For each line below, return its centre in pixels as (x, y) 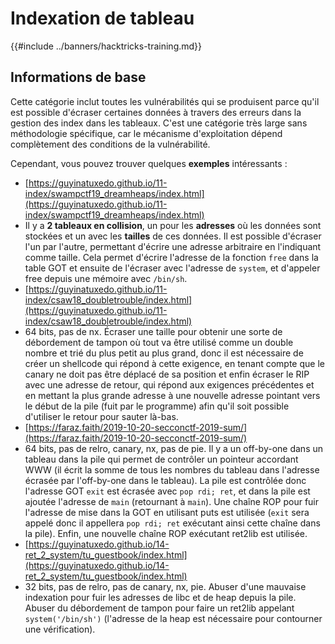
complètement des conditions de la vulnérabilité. (110, 144)
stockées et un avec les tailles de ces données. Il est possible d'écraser (173, 236)
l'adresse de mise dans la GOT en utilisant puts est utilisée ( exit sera (167, 512)
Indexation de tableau (102, 18)
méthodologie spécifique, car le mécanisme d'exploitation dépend (146, 133)
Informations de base (78, 77)
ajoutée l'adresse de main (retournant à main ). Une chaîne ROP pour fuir (171, 501)
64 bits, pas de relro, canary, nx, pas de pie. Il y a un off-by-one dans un (174, 448)
